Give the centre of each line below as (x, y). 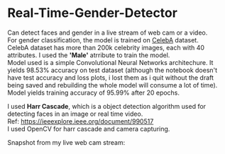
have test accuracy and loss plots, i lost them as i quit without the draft (111, 77)
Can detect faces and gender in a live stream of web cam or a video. (108, 32)
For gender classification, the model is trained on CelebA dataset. (103, 40)
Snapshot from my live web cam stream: (66, 142)
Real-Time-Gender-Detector (92, 13)
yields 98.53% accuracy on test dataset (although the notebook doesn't (112, 70)
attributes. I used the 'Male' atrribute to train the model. (89, 55)
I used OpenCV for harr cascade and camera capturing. (89, 129)
